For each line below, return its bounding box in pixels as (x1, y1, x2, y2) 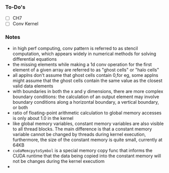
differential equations (12, 56, 57, 62)
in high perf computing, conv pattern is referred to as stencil (12, 45, 138, 51)
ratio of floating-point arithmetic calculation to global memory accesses (12, 110, 162, 116)
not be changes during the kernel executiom (12, 158, 105, 164)
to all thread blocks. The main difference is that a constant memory (12, 125, 152, 132)
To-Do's (5, 4, 26, 11)
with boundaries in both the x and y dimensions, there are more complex (12, 88, 163, 94)
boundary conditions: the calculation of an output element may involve (12, 94, 159, 100)
